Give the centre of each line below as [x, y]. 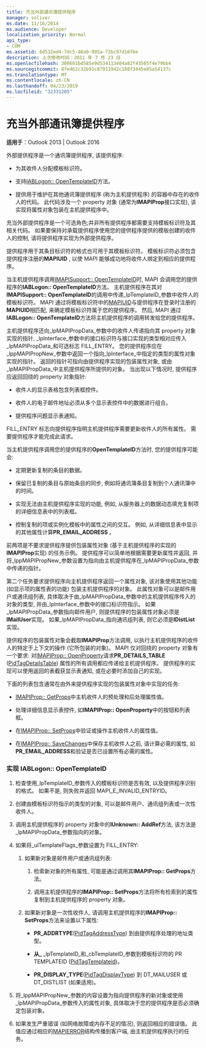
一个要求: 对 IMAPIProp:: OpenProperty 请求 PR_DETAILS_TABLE [86, 655]
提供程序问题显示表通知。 [48, 416]
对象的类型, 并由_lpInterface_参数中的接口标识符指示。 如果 [81, 604]
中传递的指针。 [25, 568]
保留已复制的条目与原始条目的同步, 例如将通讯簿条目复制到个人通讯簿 [103, 483]
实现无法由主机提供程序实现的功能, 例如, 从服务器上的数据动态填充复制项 [107, 504]
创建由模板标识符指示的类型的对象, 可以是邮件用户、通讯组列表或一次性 [105, 804]
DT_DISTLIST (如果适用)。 [66, 982]
